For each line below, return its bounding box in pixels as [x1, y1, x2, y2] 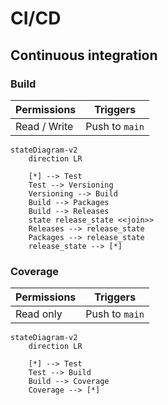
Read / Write [15, 119, 74, 133]
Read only [15, 307, 63, 321]
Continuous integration [10, 47, 158, 64]
